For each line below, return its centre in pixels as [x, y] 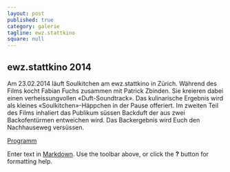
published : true [30, 20]
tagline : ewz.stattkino [41, 33]
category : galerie [33, 26]
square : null [26, 39]
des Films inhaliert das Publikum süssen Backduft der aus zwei [96, 112]
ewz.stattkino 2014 [49, 67]
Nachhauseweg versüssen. [46, 127]
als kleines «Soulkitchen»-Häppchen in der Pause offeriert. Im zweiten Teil [113, 105]
